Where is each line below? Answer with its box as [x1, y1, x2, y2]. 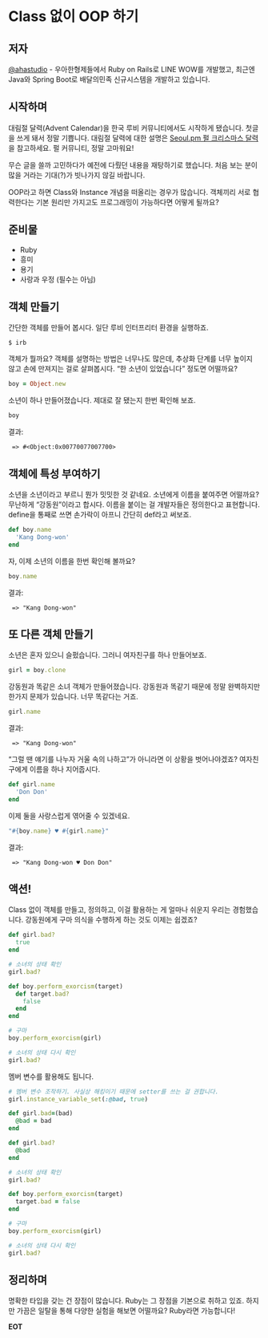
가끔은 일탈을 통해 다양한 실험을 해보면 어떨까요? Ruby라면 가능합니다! [16, 1306, 236, 1316]
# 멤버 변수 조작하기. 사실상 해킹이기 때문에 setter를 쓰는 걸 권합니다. [8, 1088, 219, 1096]
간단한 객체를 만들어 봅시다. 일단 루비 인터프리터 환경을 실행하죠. [8, 322, 210, 333]
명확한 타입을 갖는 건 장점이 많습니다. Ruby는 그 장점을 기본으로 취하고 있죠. [8, 1296, 245, 1306]
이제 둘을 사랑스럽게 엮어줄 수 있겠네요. [8, 811, 130, 821]
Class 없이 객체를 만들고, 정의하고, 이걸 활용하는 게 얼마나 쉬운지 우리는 [8, 905, 231, 914]
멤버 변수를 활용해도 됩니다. [8, 1072, 94, 1081]
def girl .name [8, 780, 56, 789]
